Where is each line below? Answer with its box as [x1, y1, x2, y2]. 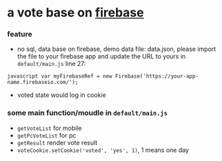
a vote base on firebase [7, 5, 144, 21]
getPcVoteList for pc [17, 131, 77, 139]
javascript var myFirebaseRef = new [7, 73, 112, 80]
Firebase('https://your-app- [114, 73, 199, 80]
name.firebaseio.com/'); [7, 79, 79, 86]
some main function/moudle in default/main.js [7, 108, 168, 118]
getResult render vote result [17, 138, 98, 147]
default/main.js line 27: [17, 60, 86, 68]
